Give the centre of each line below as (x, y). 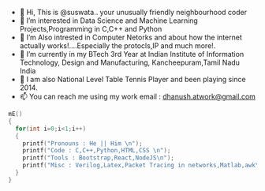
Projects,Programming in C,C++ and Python (91, 29)
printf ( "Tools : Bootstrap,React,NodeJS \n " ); (99, 158)
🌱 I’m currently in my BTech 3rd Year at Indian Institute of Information (132, 54)
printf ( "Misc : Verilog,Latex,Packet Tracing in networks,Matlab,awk (139, 166)
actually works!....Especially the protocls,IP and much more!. (118, 46)
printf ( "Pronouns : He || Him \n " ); (83, 143)
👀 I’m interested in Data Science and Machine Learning (109, 21)
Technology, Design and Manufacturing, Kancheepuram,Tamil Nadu (130, 62)
